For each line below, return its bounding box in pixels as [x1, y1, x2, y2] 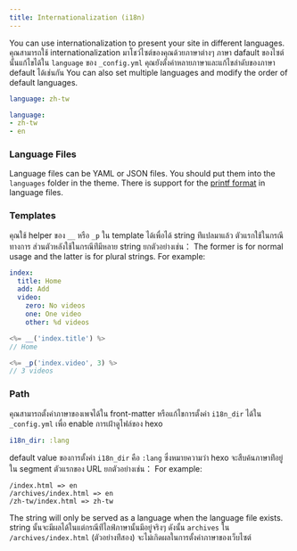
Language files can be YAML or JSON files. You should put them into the [9, 169, 276, 179]
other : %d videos [25, 317, 90, 326]
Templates [9, 210, 56, 222]
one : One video [25, 309, 82, 319]
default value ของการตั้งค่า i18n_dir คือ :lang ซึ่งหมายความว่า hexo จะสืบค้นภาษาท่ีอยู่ [9, 452, 284, 463]
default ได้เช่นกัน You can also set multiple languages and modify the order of [9, 67, 288, 78]
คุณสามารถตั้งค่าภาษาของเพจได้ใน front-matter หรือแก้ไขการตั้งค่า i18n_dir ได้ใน [9, 407, 261, 419]
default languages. [9, 77, 78, 87]
